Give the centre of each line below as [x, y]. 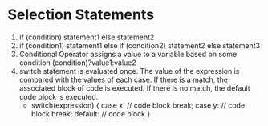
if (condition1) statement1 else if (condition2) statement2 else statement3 [140, 45]
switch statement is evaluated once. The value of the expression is [129, 71]
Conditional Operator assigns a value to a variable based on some [128, 54]
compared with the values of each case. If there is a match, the [123, 79]
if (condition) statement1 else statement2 [87, 37]
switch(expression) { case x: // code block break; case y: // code [138, 105]
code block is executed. [59, 96]
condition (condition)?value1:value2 [78, 63]
